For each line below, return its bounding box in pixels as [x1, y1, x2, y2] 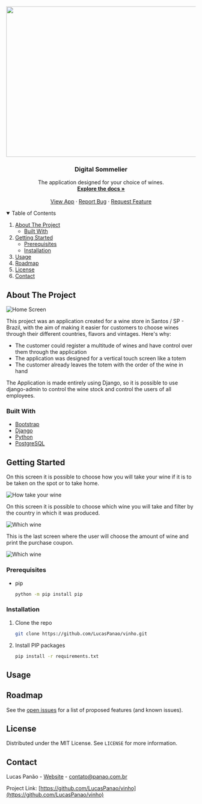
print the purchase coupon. [6, 539, 74, 546]
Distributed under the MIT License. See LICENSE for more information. [6, 740, 177, 747]
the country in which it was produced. [6, 509, 100, 517]
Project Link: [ [6, 785, 41, 792]
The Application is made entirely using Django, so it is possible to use [6, 379, 179, 386]
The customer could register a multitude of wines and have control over [14, 342, 193, 349]
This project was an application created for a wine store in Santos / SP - [6, 318, 185, 325]
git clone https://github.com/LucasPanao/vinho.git [14, 631, 147, 637]
